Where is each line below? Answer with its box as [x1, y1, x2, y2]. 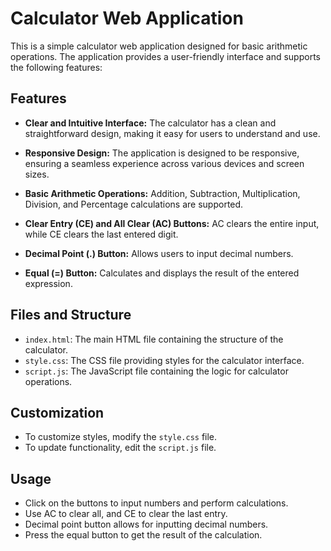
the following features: [10, 61, 103, 73]
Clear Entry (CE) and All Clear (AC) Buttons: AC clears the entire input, [24, 217, 320, 229]
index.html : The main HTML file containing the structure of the [24, 333, 284, 345]
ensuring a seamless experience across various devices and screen [24, 157, 305, 169]
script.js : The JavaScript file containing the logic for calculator [24, 365, 289, 377]
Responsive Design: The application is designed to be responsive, [24, 147, 300, 159]
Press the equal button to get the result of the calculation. [24, 529, 263, 541]
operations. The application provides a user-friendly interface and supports [10, 50, 321, 62]
